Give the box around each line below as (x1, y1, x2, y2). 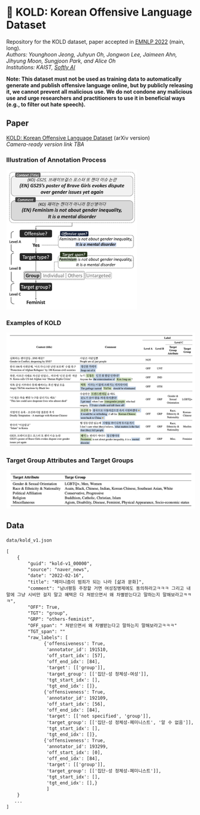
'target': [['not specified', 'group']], (46, 713, 151, 719)
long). (6, 44, 21, 52)
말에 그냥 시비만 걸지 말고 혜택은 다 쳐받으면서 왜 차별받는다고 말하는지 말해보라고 (6, 592, 184, 598)
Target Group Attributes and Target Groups (6, 456, 134, 465)
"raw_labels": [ (28, 635, 68, 641)
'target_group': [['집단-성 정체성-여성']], (46, 671, 150, 677)
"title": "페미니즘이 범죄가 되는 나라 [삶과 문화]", (28, 579, 145, 585)
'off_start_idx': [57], (46, 653, 106, 659)
